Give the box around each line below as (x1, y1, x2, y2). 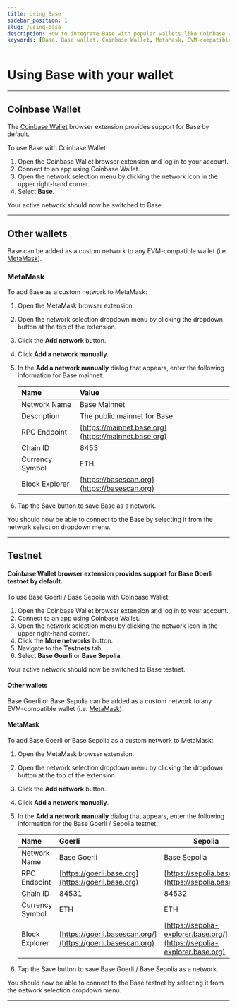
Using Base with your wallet (7, 67, 174, 83)
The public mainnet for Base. (80, 411, 175, 420)
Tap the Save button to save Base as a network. (17, 502, 157, 510)
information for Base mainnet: (17, 371, 104, 379)
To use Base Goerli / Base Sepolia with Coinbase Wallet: (7, 593, 171, 601)
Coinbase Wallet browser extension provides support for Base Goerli (7, 569, 213, 578)
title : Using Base (7, 10, 61, 18)
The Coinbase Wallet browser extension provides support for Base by (7, 122, 209, 130)
